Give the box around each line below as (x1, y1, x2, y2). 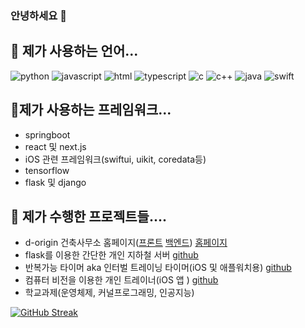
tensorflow (24, 164, 70, 176)
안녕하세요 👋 (10, 8, 67, 22)
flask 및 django (24, 176, 87, 188)
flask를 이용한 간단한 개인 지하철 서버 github (24, 249, 199, 261)
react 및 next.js (24, 140, 87, 152)
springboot (24, 128, 71, 141)
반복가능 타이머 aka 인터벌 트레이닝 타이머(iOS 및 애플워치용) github (24, 262, 292, 274)
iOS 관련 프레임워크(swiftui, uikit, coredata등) (24, 153, 207, 165)
